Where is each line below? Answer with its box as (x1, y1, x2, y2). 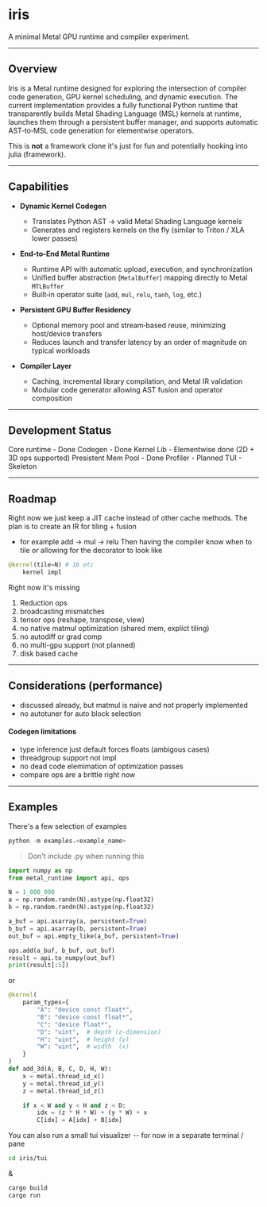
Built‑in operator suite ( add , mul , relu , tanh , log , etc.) (31, 289, 203, 299)
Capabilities (8, 180, 69, 194)
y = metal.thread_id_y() (22, 1079, 105, 1088)
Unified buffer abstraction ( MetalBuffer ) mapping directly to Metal (31, 273, 248, 282)
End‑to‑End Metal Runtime (19, 249, 110, 258)
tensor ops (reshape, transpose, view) (19, 614, 145, 625)
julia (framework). (8, 149, 66, 159)
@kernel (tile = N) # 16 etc (8, 561, 94, 569)
